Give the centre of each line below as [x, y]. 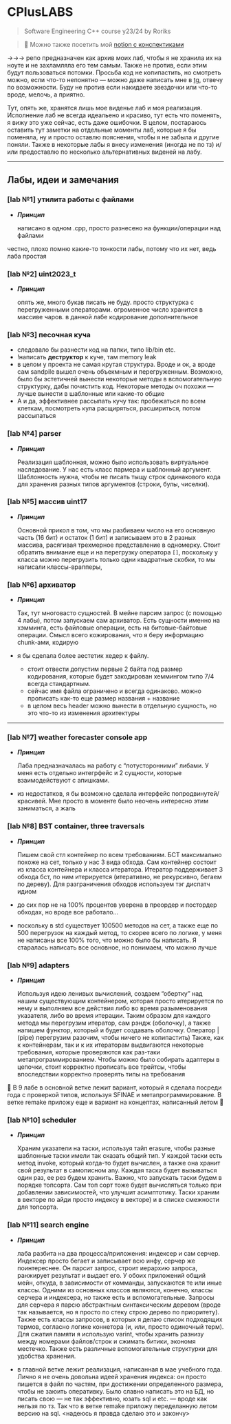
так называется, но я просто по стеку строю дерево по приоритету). [118, 1312]
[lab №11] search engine [48, 1225]
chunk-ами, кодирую [48, 643]
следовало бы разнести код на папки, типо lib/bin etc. [96, 350]
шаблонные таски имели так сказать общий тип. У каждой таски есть [120, 1156]
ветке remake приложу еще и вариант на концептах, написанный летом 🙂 [115, 1102]
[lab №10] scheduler [42, 1120]
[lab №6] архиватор [42, 585]
